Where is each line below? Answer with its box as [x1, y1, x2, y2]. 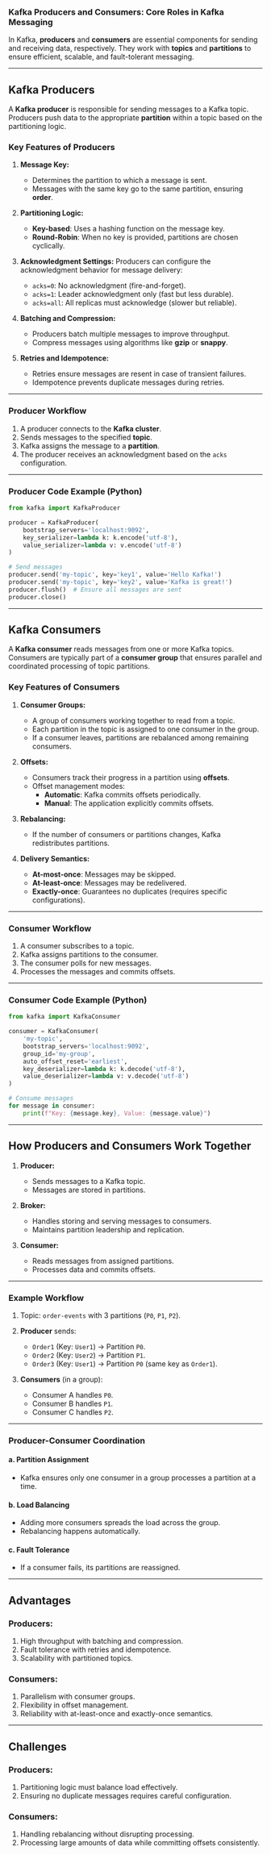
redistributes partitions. [31, 838, 110, 848]
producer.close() [8, 593, 67, 601]
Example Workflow [8, 1292, 85, 1303]
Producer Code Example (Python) [8, 486, 143, 497]
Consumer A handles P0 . [31, 1390, 114, 1399]
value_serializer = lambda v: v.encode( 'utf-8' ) [23, 541, 182, 549]
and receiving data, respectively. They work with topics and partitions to [8, 44, 252, 53]
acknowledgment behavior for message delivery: [19, 265, 183, 275]
